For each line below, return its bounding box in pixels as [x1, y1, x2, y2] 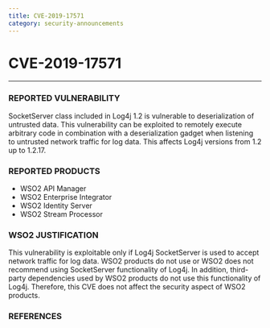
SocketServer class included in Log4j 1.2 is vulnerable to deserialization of [8, 110, 255, 121]
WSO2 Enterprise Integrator [19, 193, 112, 202]
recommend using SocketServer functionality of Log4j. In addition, [8, 265, 229, 275]
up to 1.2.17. [8, 145, 47, 155]
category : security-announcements [8, 19, 125, 27]
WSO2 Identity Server [19, 201, 92, 210]
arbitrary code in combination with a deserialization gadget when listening [8, 128, 254, 138]
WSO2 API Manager [19, 184, 87, 193]
